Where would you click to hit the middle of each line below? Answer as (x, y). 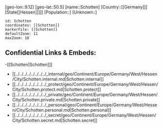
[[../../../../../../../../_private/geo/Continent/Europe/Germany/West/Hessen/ (85, 95)
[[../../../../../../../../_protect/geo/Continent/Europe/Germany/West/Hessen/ (85, 84)
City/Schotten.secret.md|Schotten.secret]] (55, 120)
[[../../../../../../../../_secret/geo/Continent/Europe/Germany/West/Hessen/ (84, 115)
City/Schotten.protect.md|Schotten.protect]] (56, 89)
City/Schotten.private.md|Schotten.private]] (56, 99)
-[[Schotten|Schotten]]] (29, 64)
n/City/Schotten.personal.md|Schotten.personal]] (62, 110)
